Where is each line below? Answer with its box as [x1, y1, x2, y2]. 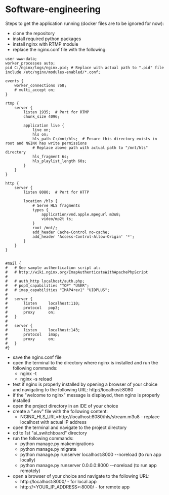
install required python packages [12, 36, 81, 42]
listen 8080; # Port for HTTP [23, 190, 90, 195]
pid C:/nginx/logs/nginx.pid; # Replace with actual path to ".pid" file [5, 65, 164, 70]
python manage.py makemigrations [20, 441, 94, 447]
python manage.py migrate [20, 446, 77, 452]
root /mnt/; [32, 225, 58, 230]
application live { [23, 123, 65, 128]
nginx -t [20, 370, 37, 377]
